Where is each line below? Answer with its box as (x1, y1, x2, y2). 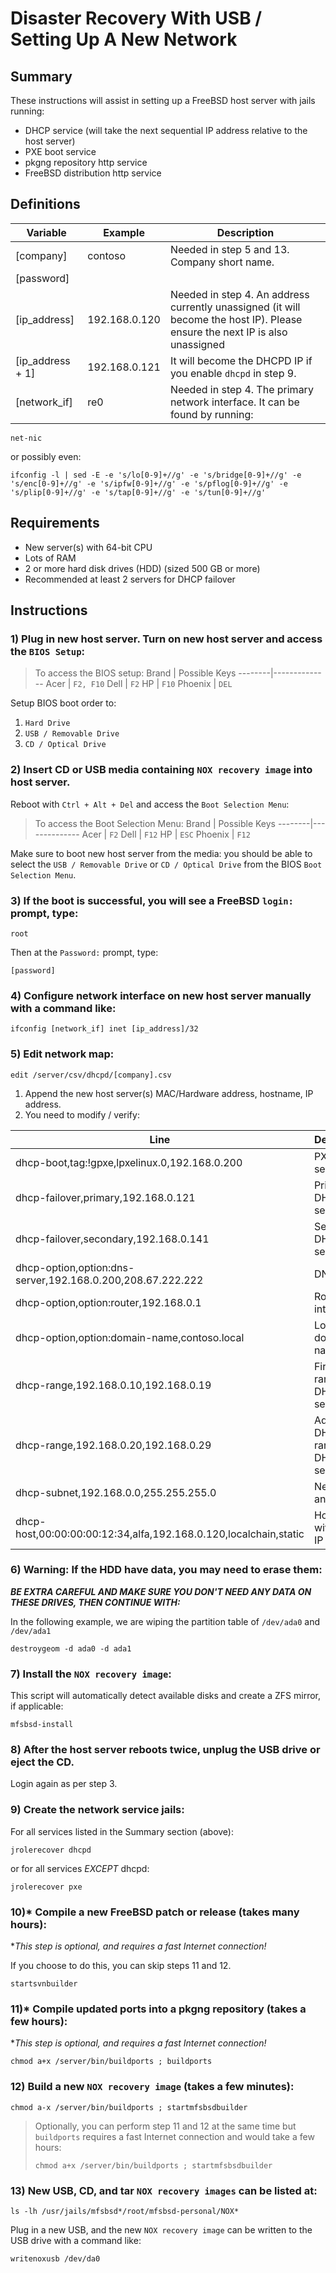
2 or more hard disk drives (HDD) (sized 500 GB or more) (24, 562, 261, 574)
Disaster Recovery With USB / (10, 7, 263, 30)
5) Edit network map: (10, 1047, 115, 1061)
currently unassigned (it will (169, 300, 301, 314)
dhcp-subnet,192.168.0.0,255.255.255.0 (15, 1485, 217, 1499)
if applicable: (10, 1700, 64, 1712)
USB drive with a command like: (10, 2234, 142, 2246)
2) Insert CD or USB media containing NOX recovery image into (10, 763, 313, 777)
